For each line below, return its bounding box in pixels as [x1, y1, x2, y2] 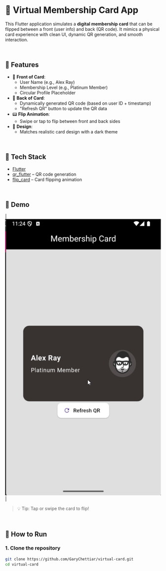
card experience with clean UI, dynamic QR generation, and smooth [5, 31, 143, 37]
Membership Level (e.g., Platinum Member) [19, 84, 108, 90]
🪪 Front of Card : [12, 74, 46, 80]
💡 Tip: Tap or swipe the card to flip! [17, 506, 89, 511]
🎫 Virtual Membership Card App [5, 4, 138, 16]
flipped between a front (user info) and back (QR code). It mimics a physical [5, 26, 160, 32]
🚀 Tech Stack [5, 153, 46, 161]
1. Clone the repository [5, 545, 61, 552]
